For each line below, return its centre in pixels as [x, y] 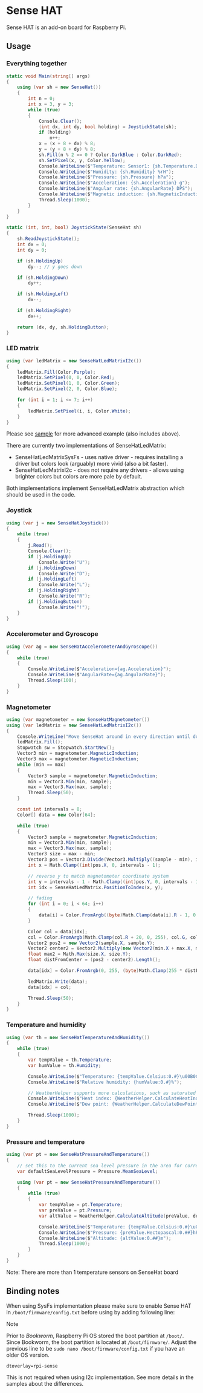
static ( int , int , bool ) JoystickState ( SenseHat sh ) [74, 227]
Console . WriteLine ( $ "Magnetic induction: [92, 194]
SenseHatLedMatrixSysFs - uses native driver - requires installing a [99, 457]
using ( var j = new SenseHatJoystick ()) [58, 523]
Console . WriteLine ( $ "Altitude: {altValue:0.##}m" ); [105, 1238]
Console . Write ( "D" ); [64, 573]
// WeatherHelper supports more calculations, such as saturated [112, 1093]
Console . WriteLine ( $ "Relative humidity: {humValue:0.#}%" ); [105, 1082]
